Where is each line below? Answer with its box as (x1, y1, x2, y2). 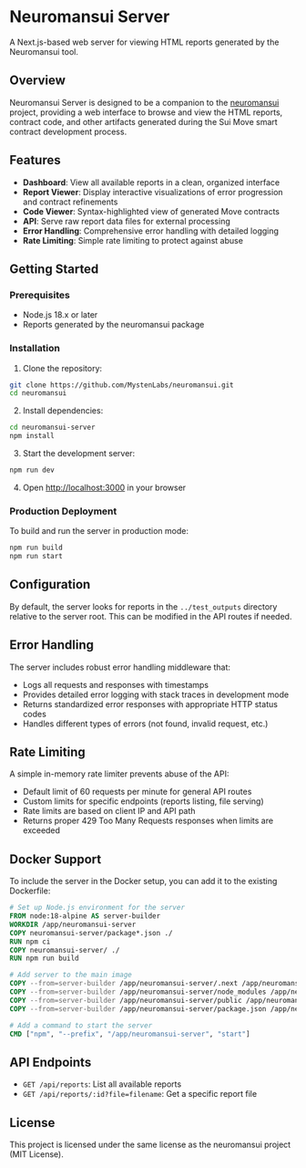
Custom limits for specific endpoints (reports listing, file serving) (22, 796, 264, 807)
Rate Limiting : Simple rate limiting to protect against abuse (22, 235, 244, 245)
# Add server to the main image (9, 970, 132, 980)
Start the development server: (22, 448, 136, 459)
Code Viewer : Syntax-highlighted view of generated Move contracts (22, 205, 280, 216)
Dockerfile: (9, 885, 51, 896)
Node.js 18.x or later (22, 309, 98, 320)
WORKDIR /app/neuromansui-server (9, 920, 137, 929)
